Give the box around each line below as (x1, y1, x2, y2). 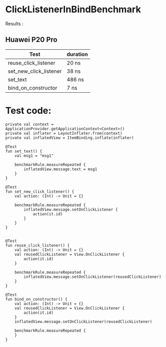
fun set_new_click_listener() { (5, 189, 74, 194)
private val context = (5, 121, 54, 127)
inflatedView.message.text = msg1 (24, 167, 97, 172)
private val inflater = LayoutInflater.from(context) (5, 131, 123, 136)
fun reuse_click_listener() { (5, 242, 70, 248)
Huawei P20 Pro (5, 35, 58, 44)
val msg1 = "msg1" (14, 153, 54, 158)
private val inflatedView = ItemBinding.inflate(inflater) (5, 135, 134, 140)
